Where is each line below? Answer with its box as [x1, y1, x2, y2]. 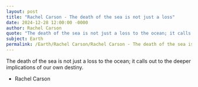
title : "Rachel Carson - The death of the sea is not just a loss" [6, 14, 176, 20]
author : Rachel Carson [6, 25, 62, 31]
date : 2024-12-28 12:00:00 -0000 [6, 19, 88, 25]
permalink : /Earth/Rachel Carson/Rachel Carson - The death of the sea [6, 42, 186, 48]
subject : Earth [6, 36, 44, 42]
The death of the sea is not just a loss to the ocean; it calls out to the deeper [6, 57, 192, 65]
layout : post [6, 8, 38, 15]
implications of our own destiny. [6, 63, 84, 71]
